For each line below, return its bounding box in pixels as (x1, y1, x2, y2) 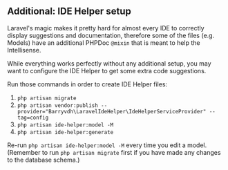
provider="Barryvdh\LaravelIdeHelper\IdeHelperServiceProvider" (17, 108, 207, 115)
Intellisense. (7, 46, 41, 54)
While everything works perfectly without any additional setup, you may (7, 59, 212, 68)
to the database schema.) (7, 155, 80, 164)
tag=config (17, 114, 49, 121)
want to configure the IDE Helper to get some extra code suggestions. (7, 66, 207, 75)
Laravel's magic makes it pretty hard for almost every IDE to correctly (7, 23, 205, 32)
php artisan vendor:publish (17, 102, 98, 109)
